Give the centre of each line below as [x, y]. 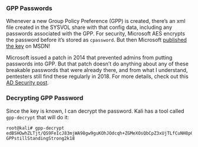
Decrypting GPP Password [45, 98]
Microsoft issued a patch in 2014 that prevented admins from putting [89, 58]
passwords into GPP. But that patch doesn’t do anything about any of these [97, 64]
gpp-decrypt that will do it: [38, 117]
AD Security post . [27, 83]
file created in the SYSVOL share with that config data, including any [89, 27]
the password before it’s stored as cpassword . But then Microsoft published [97, 40]
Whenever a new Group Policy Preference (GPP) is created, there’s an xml [96, 21]
